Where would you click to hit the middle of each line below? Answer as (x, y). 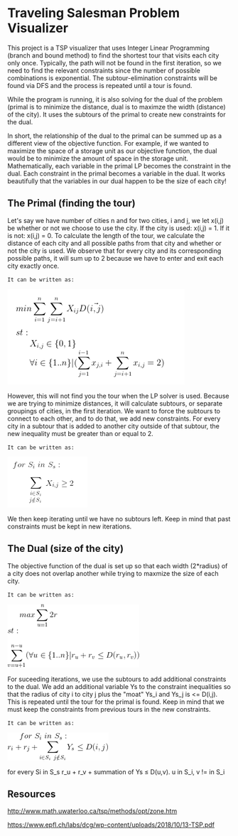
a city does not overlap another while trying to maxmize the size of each (113, 573)
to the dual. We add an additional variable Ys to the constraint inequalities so (119, 686)
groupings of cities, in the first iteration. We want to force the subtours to (114, 411)
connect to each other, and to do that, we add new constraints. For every (114, 418)
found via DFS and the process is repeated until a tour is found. (100, 85)
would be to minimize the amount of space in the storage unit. (98, 158)
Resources (32, 794)
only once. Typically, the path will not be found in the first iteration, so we (114, 63)
